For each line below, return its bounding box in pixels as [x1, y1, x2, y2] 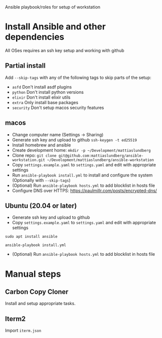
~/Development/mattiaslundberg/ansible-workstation [47, 158, 154, 162]
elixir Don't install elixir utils [12, 94, 71, 100]
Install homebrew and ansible [12, 142, 72, 148]
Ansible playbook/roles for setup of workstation [5, 4, 101, 10]
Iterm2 [5, 315, 26, 323]
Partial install [5, 62, 46, 70]
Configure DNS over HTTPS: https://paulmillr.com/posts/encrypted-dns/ [12, 187, 157, 194]
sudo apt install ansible [5, 234, 57, 239]
